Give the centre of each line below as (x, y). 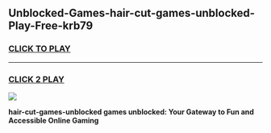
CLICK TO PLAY (40, 49)
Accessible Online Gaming (54, 120)
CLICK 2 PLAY (36, 79)
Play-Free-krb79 (51, 26)
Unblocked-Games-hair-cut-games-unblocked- (132, 13)
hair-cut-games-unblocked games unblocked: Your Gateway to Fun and (131, 111)
